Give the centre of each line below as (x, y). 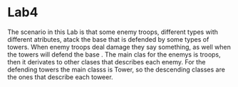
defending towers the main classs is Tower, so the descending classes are (117, 69)
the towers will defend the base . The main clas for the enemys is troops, (114, 54)
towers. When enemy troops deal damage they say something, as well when (119, 47)
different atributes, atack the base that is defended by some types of (108, 39)
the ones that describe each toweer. (60, 77)
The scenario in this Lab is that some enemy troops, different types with (113, 32)
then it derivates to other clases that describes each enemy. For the (107, 62)
